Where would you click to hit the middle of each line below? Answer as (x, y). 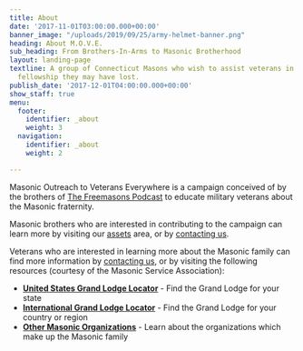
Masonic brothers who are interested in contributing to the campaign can (146, 224)
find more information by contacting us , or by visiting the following (134, 261)
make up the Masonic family (75, 336)
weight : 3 (44, 128)
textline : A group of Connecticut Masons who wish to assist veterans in (152, 69)
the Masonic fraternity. (52, 206)
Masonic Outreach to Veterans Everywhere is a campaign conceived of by (148, 186)
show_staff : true (42, 94)
